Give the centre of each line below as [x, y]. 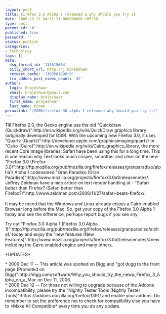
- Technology [19, 51]
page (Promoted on [25, 269]
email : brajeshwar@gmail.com [40, 92]
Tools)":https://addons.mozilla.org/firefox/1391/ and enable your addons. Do [83, 295]
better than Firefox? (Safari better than [44, 188]
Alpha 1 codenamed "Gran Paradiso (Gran [57, 172]
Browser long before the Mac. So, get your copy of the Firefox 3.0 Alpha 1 [80, 209]
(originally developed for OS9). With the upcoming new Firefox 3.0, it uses [81, 135]
